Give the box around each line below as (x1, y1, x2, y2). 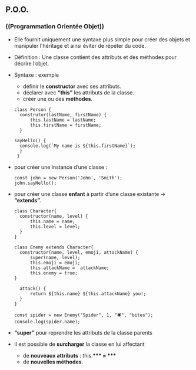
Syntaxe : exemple (14, 71, 59, 78)
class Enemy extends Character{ (14, 244, 94, 250)
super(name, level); (29, 254, 81, 260)
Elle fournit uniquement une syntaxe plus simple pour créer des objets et (14, 35, 191, 43)
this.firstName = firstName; (29, 122, 102, 128)
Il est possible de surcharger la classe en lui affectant (14, 340, 145, 348)
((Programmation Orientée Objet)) (5, 22, 104, 31)
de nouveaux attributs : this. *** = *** (22, 352, 117, 359)
